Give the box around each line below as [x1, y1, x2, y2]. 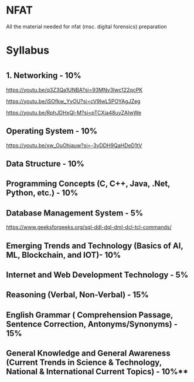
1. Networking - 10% [6, 71, 81, 81]
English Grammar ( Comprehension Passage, [6, 310, 173, 320]
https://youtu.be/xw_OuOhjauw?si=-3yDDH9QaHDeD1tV [6, 142, 142, 149]
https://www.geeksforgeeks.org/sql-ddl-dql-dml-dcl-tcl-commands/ [6, 224, 172, 231]
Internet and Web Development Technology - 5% [6, 270, 189, 280]
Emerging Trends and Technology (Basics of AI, [6, 241, 183, 251]
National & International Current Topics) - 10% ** [6, 367, 189, 377]
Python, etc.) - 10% [6, 188, 79, 198]
